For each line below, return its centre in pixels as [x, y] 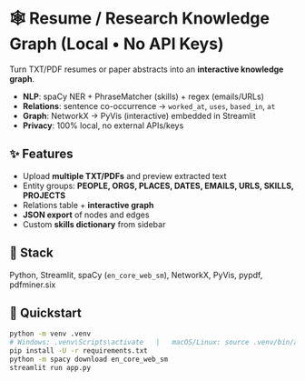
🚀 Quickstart [45, 312]
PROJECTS [44, 195]
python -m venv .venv [50, 334]
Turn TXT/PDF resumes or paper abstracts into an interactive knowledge [147, 69]
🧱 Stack [32, 253]
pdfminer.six [33, 285]
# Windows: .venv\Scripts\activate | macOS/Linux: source [129, 343]
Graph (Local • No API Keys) [117, 44]
